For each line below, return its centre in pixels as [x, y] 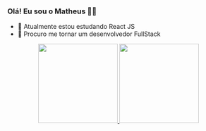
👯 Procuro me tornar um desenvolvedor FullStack [89, 34]
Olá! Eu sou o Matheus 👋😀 [52, 11]
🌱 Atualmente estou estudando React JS [76, 27]
